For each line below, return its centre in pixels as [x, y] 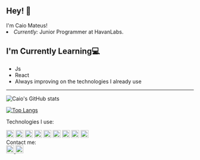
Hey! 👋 [19, 11]
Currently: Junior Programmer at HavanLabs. [69, 32]
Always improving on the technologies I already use [78, 81]
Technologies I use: [30, 121]
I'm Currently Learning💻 [53, 51]
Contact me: [21, 142]
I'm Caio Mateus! [27, 25]
